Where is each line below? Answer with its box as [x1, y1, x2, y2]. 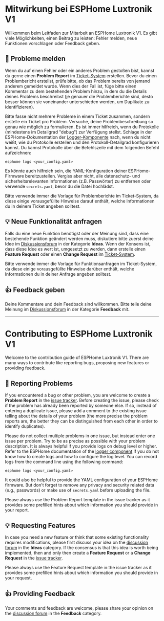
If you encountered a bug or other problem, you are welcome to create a [5, 392, 150, 398]
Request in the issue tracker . [5, 555, 63, 561]
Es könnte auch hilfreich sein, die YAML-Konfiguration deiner [5, 168, 127, 174]
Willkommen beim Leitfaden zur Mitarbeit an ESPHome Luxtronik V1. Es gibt [5, 30, 157, 36]
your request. [5, 575, 32, 580]
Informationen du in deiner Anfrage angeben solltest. [5, 271, 112, 277]
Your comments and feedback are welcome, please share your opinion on [5, 605, 154, 611]
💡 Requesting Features [5, 521, 76, 530]
